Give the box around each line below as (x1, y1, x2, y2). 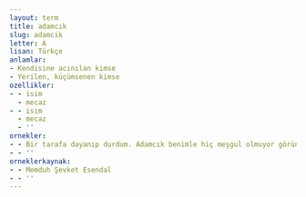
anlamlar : (9, 55, 47, 64)
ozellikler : (9, 81, 55, 90)
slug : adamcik (9, 30, 64, 39)
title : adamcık (9, 22, 67, 31)
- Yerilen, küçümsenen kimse (9, 73, 120, 82)
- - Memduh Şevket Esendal (9, 165, 112, 174)
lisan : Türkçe (9, 47, 64, 56)
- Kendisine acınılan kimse (9, 64, 117, 74)
